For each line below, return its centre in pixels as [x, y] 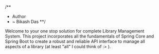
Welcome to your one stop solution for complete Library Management [75, 31]
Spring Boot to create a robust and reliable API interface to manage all [75, 41]
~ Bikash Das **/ [29, 22]
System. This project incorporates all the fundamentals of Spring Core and [79, 36]
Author [19, 16]
